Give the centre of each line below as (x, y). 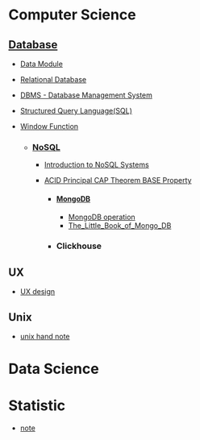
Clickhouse (79, 246)
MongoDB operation (102, 217)
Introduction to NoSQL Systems (96, 165)
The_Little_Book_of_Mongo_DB (120, 225)
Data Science (54, 369)
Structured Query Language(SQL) (76, 111)
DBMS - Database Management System (86, 95)
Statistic (37, 406)
